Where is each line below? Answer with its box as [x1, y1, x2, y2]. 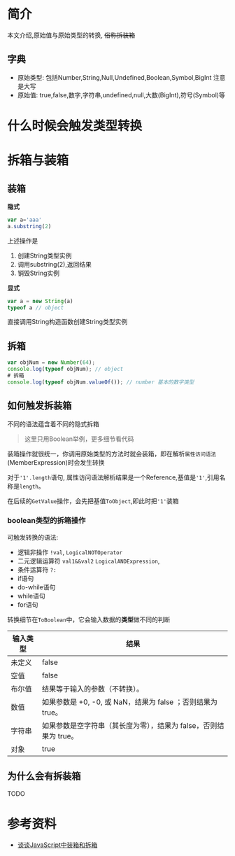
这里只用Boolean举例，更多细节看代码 [24, 435, 134, 443]
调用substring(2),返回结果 [17, 260, 92, 268]
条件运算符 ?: [17, 565, 57, 574]
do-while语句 [17, 582, 56, 591]
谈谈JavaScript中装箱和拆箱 [17, 841, 98, 849]
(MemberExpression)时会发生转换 [7, 458, 105, 466]
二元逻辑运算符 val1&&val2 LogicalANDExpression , [17, 556, 160, 565]
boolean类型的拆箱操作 [7, 516, 86, 526]
